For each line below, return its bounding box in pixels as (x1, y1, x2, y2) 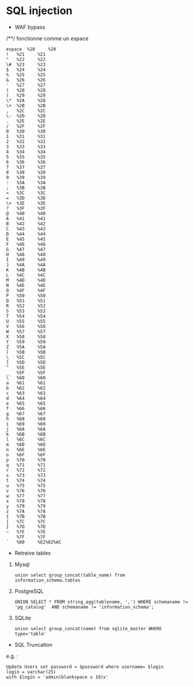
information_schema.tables (14, 577, 81, 583)
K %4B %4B (6, 267, 46, 273)
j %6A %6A (6, 426, 46, 432)
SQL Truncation (14, 641, 53, 648)
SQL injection (6, 4, 73, 18)
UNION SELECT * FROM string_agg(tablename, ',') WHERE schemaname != (14, 599, 189, 605)
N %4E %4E (6, 282, 46, 288)
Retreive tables (14, 549, 51, 556)
